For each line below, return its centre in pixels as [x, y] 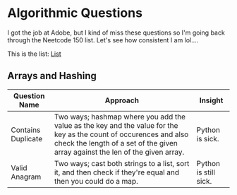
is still [206, 172]
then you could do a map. [96, 181]
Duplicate [27, 138]
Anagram [26, 177]
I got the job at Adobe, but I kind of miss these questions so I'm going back [116, 32]
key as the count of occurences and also [121, 134]
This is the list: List [34, 54]
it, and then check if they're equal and [117, 172]
